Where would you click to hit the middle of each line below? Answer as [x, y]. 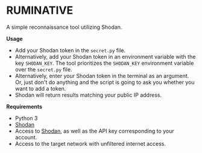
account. [26, 137]
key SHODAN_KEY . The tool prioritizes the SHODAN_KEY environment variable [104, 63]
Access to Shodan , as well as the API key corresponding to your [95, 131]
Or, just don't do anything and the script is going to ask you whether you [105, 82]
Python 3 [26, 118]
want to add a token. [40, 88]
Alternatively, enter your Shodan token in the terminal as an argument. [102, 76]
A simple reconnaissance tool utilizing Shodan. [64, 27]
